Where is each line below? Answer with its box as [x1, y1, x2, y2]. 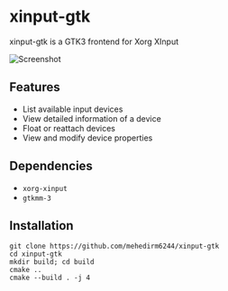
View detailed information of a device [22, 113, 162, 123]
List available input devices [22, 104, 123, 114]
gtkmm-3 [22, 194, 51, 203]
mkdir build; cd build [9, 258, 95, 267]
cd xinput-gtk [9, 250, 63, 259]
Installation [9, 218, 74, 233]
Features [9, 79, 60, 95]
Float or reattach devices [22, 123, 115, 133]
